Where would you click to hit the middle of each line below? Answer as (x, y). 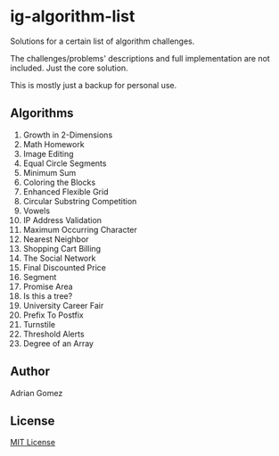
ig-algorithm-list (73, 17)
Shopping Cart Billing (62, 248)
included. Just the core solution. (69, 68)
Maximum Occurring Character (80, 229)
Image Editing (48, 153)
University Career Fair (63, 305)
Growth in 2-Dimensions (68, 135)
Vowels (37, 211)
